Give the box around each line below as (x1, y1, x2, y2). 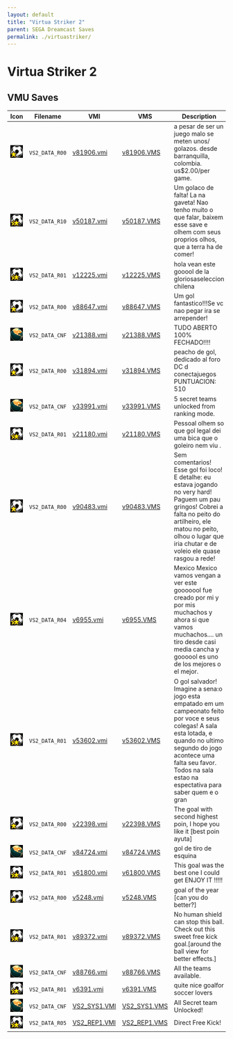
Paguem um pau (173, 495, 221, 504)
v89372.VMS (121, 932, 161, 940)
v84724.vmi (72, 848, 107, 856)
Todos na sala (173, 766, 214, 774)
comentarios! (173, 458, 212, 466)
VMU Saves (7, 91, 59, 104)
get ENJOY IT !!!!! (173, 876, 223, 885)
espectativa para (173, 780, 222, 789)
